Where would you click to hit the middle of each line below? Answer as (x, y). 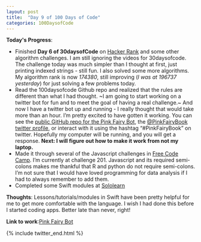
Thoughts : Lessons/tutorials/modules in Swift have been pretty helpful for (98, 197)
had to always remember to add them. (62, 179)
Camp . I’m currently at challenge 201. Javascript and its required (95, 160)
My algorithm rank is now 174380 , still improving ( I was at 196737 (96, 77)
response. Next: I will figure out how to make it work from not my (97, 141)
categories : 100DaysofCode (40, 23)
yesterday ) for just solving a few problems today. (75, 83)
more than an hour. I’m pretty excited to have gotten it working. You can (103, 115)
